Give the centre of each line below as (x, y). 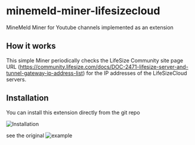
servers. (16, 79)
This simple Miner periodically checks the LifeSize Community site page (95, 60)
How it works (31, 46)
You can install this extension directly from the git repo (73, 112)
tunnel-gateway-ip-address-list (45, 73)
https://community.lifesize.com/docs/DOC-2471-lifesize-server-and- (104, 67)
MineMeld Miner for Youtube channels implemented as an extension (90, 27)
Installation (27, 98)
